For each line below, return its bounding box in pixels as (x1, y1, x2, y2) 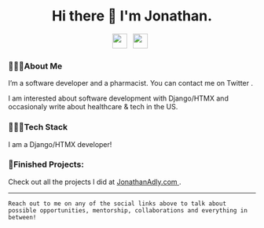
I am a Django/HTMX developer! (8, 139, 112, 149)
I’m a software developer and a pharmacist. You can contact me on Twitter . (8, 79, 254, 88)
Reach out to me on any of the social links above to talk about (8, 200, 226, 208)
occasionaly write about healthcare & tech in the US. (8, 102, 178, 112)
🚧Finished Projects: (8, 159, 84, 170)
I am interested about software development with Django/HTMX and (8, 94, 229, 103)
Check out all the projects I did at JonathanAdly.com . (8, 177, 182, 186)
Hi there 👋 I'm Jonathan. (51, 7, 213, 25)
